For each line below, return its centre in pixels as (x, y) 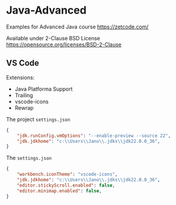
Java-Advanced (47, 10)
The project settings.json (38, 119)
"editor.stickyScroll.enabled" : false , (66, 185)
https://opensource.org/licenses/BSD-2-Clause (64, 44)
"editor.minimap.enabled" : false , (59, 191)
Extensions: (20, 77)
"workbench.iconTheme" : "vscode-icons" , (67, 174)
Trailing (24, 95)
